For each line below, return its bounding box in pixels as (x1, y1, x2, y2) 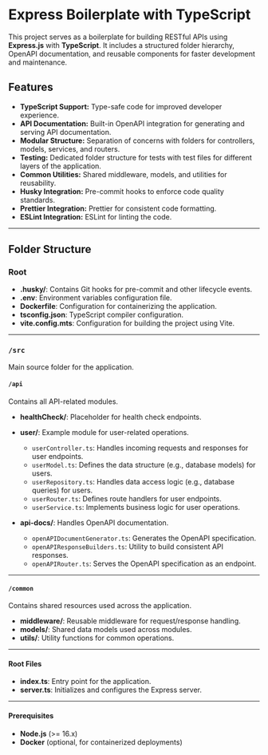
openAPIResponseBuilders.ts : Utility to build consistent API (31, 541, 224, 551)
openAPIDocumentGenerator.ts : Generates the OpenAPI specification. (31, 533, 257, 543)
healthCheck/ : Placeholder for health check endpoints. (19, 412, 202, 421)
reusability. (19, 178, 57, 188)
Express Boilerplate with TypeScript (8, 6, 251, 24)
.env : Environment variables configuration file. (19, 293, 173, 302)
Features (8, 81, 53, 94)
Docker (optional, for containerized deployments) (19, 737, 183, 747)
